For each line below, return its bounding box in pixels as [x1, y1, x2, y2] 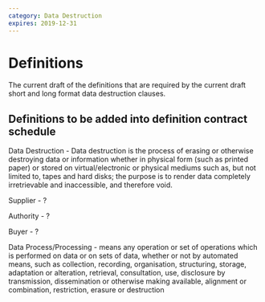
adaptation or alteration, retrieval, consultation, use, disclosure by [8, 268, 226, 278]
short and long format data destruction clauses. [8, 89, 166, 99]
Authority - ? [8, 211, 51, 221]
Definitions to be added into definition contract [8, 112, 247, 125]
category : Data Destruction [8, 11, 103, 20]
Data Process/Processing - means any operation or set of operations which [8, 243, 259, 252]
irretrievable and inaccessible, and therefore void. [8, 180, 173, 190]
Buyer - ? [8, 226, 39, 237]
